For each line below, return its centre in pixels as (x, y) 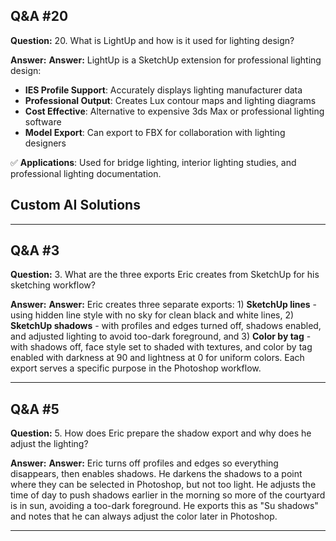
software (43, 121)
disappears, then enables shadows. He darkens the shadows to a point (156, 474)
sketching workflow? (53, 285)
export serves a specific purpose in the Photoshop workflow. (136, 368)
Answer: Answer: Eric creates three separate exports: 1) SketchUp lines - (164, 305)
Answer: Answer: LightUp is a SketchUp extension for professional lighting (166, 60)
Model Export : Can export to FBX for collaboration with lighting (155, 132)
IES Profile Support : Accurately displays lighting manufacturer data (163, 90)
